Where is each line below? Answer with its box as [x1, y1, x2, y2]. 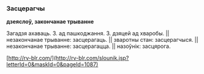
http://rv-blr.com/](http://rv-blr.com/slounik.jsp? [8, 55, 129, 62]
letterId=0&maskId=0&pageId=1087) [6, 61, 99, 68]
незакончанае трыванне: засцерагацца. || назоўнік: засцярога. [6, 42, 171, 50]
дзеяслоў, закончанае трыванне [6, 18, 94, 25]
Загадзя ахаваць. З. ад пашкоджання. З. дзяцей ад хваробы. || [6, 30, 170, 37]
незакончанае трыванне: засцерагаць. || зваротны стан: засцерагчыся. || [6, 36, 198, 44]
